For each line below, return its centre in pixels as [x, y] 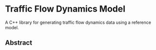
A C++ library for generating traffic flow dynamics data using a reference [78, 22]
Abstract [19, 43]
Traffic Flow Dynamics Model [65, 9]
